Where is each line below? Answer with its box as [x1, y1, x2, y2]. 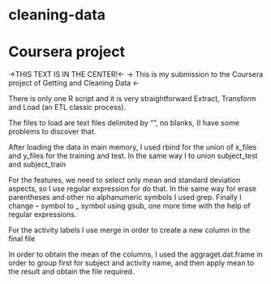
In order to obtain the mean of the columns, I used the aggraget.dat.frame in [8, 249, 264, 260]
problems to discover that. [8, 127, 97, 137]
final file [8, 234, 36, 244]
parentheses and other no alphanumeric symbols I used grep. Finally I [8, 193, 242, 202]
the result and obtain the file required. [8, 267, 135, 277]
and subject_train [8, 159, 67, 169]
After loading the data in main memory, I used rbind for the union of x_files [8, 142, 257, 152]
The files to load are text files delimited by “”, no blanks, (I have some [8, 118, 239, 128]
